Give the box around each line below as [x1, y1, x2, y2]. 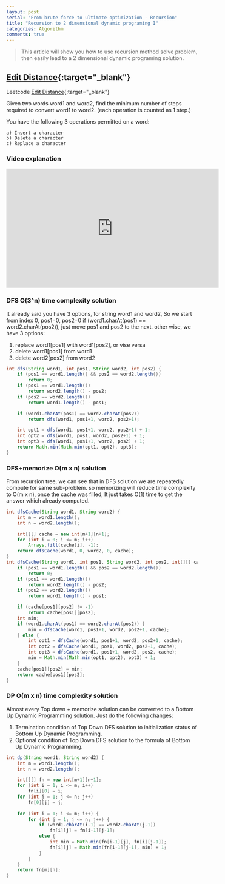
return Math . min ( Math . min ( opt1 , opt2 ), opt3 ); [17, 444, 137, 450]
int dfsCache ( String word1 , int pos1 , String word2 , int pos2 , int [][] [6, 559, 191, 566]
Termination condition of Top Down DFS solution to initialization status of [15, 723, 197, 731]
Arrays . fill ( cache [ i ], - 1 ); [28, 542, 99, 549]
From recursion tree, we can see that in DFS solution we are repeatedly [6, 478, 184, 485]
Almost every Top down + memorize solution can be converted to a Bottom [6, 705, 194, 712]
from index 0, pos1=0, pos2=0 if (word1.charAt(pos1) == [6, 316, 146, 324]
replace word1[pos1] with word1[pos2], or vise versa [15, 341, 146, 349]
